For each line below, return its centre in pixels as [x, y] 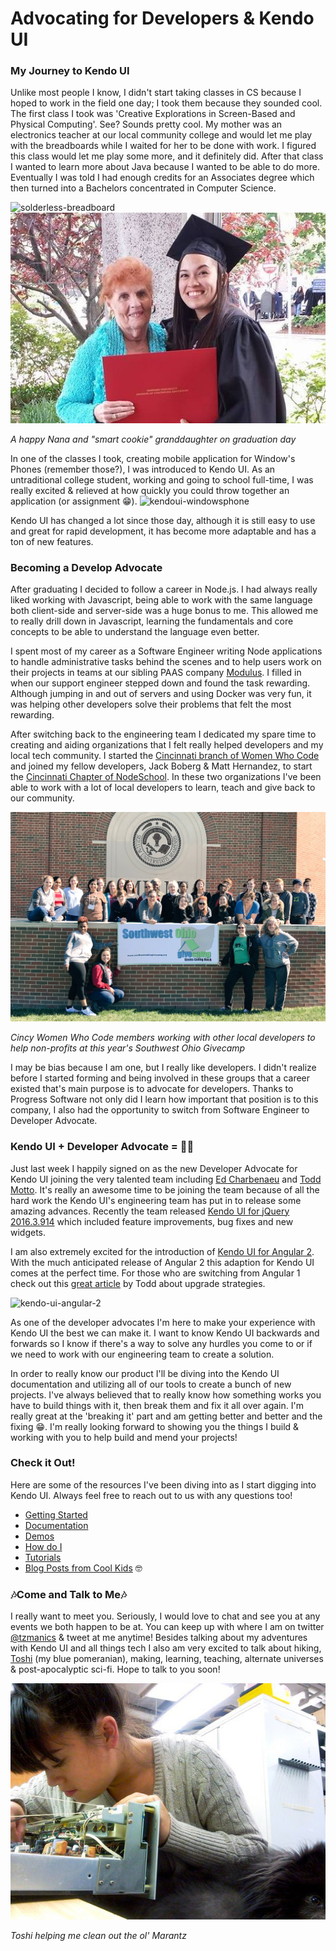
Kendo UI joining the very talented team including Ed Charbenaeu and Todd [166, 1179]
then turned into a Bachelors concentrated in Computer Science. [143, 188]
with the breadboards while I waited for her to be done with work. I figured [163, 146]
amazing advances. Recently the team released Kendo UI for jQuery [150, 1211]
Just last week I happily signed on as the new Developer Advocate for [154, 1168]
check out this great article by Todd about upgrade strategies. [138, 1283]
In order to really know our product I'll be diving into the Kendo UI [145, 1373]
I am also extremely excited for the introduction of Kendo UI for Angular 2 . [162, 1251]
